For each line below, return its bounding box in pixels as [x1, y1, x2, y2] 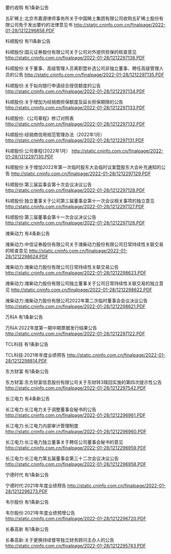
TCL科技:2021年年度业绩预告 [5, 352, 66, 358]
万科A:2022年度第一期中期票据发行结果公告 [5, 325, 97, 331]
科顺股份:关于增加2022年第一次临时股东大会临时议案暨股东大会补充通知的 [5, 164, 161, 170]
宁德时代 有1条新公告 [5, 472, 49, 478]
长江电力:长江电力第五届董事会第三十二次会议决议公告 [5, 455, 119, 461]
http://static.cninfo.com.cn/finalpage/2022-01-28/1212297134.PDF [5, 89, 145, 94]
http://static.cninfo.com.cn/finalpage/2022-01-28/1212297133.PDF [5, 104, 145, 111]
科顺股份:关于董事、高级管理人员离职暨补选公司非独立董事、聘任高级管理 [5, 66, 160, 71]
